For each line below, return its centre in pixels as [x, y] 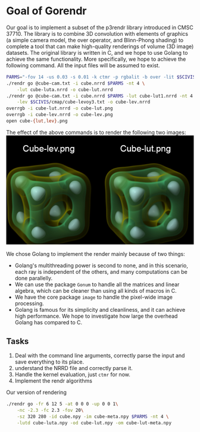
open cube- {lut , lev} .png [37, 121]
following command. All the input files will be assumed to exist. [83, 65]
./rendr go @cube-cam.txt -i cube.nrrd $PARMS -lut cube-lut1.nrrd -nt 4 [100, 96]
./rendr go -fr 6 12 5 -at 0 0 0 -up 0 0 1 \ [62, 404]
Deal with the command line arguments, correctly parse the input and [100, 356]
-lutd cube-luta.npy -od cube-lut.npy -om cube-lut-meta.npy [94, 423]
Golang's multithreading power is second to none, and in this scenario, [101, 265]
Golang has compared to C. [49, 323]
